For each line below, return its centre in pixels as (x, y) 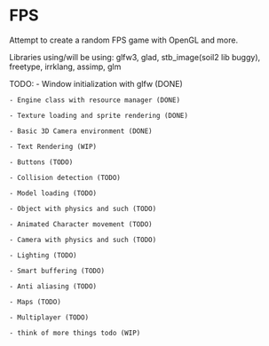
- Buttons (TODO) (41, 162)
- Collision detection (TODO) (65, 177)
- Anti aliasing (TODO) (53, 286)
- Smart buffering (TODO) (57, 271)
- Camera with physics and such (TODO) (83, 240)
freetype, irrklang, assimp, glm (65, 67)
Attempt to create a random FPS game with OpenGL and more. (123, 40)
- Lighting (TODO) (43, 255)
